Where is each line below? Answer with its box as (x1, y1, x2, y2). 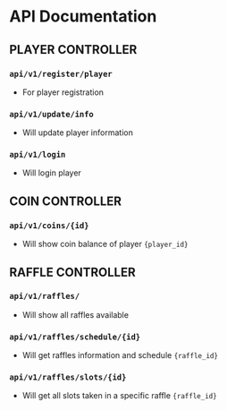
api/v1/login (9, 149, 66, 160)
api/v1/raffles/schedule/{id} (9, 331, 141, 342)
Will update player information (21, 127, 134, 138)
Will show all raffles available (21, 309, 130, 320)
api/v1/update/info (9, 109, 94, 119)
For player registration (21, 87, 105, 98)
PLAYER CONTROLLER (9, 42, 138, 57)
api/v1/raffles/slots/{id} (9, 372, 127, 382)
